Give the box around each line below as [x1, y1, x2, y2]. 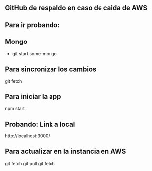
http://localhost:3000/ [5, 133, 51, 139]
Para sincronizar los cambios [5, 65, 97, 73]
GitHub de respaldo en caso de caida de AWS [5, 4, 148, 12]
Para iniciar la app [5, 92, 61, 101]
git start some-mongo [12, 50, 57, 56]
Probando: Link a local [5, 120, 75, 128]
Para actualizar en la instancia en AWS [5, 147, 126, 156]
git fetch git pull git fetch [5, 160, 55, 166]
